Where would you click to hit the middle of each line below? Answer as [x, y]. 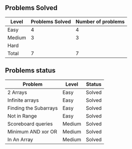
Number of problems [100, 21]
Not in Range [22, 116]
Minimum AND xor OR [32, 132]
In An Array [20, 139]
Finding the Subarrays [33, 108]
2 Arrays [17, 92]
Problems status [30, 70]
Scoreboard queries [30, 124]
